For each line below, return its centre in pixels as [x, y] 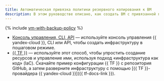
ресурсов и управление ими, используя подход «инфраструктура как [85, 58]
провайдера [25, 73]
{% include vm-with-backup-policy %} [44, 28]
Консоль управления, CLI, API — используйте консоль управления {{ [84, 37]
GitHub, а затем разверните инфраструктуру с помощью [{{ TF [78, 68]
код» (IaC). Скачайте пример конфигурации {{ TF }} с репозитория [82, 63]
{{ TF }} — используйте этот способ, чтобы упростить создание [79, 53]
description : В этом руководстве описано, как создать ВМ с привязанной [81, 14]
